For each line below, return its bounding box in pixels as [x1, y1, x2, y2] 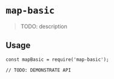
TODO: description [20, 22, 68, 30]
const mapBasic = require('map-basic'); [5, 57, 110, 63]
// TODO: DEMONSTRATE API [5, 67, 71, 73]
